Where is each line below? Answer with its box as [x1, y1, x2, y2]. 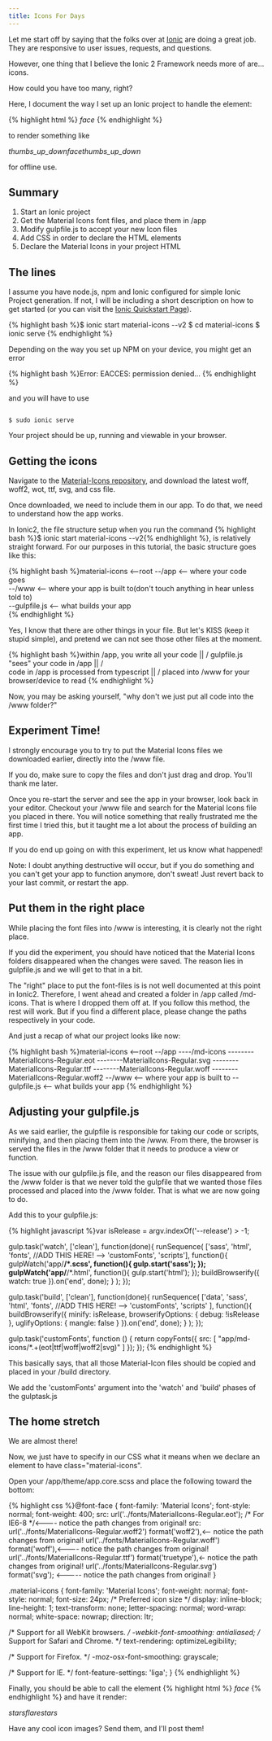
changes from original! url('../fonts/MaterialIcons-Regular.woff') [8, 1536, 221, 1546]
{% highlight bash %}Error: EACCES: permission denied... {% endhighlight [8, 369, 257, 379]
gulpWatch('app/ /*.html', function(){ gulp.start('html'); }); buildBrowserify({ [8, 1267, 260, 1277]
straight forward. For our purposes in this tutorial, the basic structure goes [8, 542, 257, 552]
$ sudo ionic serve [8, 416, 75, 424]
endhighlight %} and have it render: [8, 1692, 127, 1702]
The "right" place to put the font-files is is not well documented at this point [8, 980, 261, 990]
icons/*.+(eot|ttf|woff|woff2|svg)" [8, 1342, 121, 1352]
